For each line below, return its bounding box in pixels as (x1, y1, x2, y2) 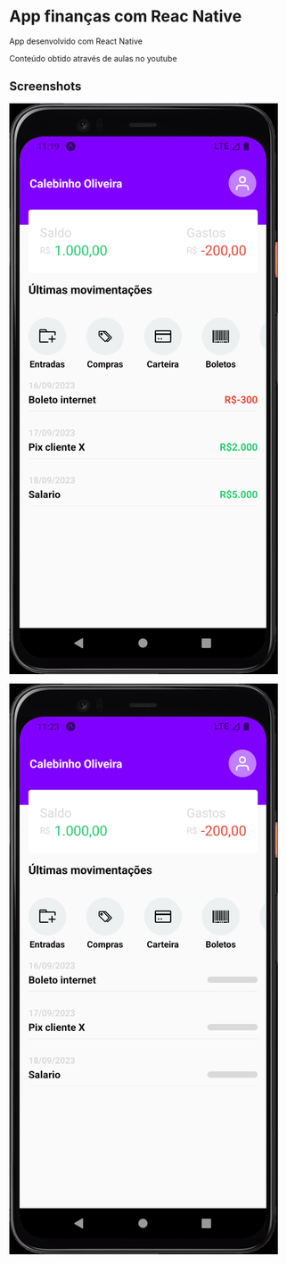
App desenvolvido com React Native (9, 36, 143, 46)
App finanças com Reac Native (9, 6, 242, 27)
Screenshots (9, 79, 82, 95)
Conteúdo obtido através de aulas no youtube (9, 53, 177, 63)
